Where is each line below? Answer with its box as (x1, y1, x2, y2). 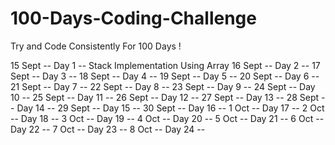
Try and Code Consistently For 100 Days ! (10, 40, 182, 52)
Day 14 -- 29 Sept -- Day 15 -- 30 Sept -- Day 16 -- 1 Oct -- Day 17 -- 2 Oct (16, 102, 325, 114)
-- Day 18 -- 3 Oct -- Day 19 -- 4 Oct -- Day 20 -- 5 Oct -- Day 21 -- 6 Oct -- (10, 112, 325, 124)
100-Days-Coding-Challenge (10, 7, 257, 30)
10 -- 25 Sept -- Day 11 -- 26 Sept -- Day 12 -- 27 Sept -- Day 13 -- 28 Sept (10, 91, 320, 103)
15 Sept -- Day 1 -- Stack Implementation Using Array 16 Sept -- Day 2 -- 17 (10, 59, 321, 71)
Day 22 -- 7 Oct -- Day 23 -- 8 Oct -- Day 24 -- (10, 123, 206, 135)
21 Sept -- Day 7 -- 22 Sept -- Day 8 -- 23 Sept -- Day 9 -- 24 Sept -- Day (10, 80, 316, 92)
